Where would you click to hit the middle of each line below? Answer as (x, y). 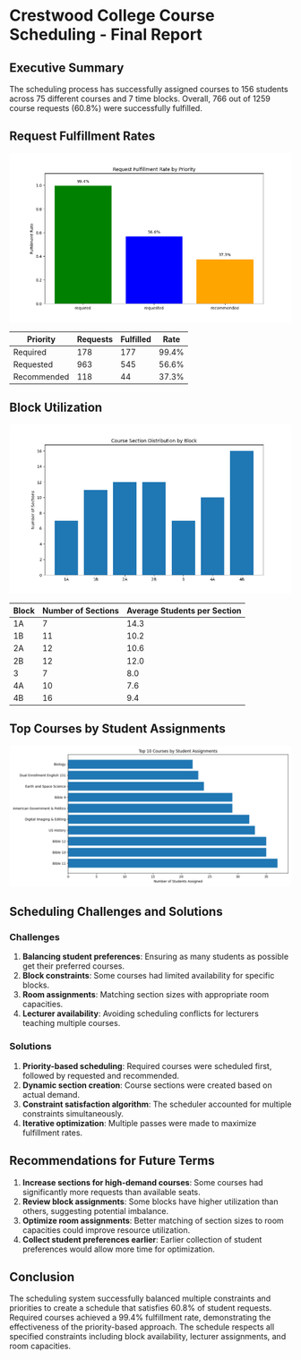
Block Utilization (56, 408)
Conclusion (42, 1277)
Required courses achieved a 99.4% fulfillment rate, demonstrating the (140, 1318)
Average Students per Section (184, 611)
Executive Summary (67, 68)
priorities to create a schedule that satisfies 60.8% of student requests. (141, 1308)
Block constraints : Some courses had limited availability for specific (148, 976)
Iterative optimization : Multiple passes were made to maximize (139, 1123)
